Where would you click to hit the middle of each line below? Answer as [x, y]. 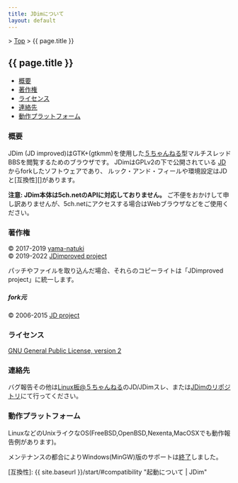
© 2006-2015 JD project [44, 315]
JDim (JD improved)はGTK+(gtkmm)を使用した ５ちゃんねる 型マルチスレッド [120, 153]
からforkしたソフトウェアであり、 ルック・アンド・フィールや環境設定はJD [118, 171]
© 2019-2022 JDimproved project [57, 256]
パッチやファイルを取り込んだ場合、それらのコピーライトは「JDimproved [116, 271]
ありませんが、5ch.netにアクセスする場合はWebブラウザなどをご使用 [121, 203]
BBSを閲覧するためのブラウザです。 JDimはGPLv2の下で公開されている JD [117, 162]
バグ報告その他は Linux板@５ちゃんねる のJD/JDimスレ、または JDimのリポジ [119, 387]
